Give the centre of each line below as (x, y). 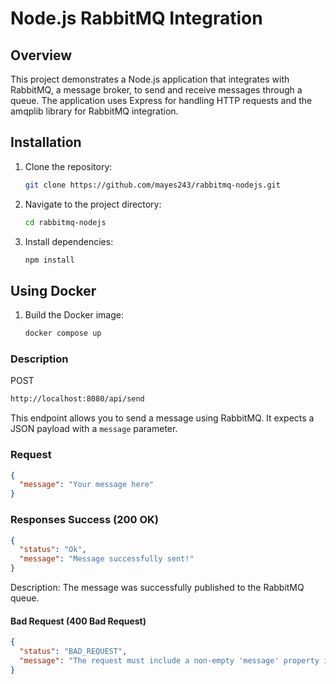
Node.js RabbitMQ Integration (136, 18)
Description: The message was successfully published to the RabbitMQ (157, 588)
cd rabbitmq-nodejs (65, 222)
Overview (41, 55)
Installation (46, 142)
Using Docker (53, 290)
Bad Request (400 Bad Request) (78, 621)
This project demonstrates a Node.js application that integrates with (150, 79)
